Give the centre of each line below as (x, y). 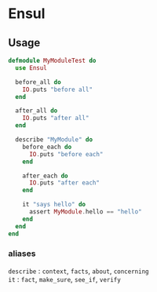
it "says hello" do (54, 205)
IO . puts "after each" (64, 183)
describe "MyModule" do (54, 140)
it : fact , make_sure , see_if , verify (65, 279)
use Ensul (31, 68)
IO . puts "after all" (56, 119)
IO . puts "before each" (66, 154)
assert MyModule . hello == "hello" (86, 212)
